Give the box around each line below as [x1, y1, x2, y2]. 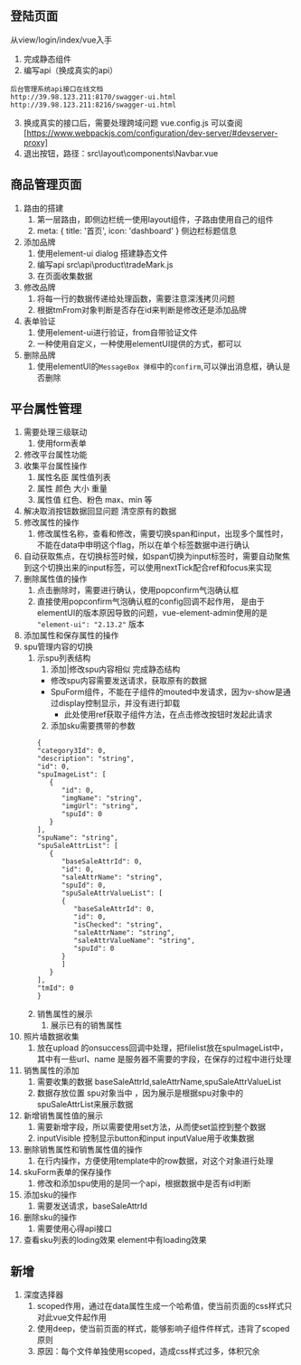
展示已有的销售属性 [50, 1020, 123, 1031]
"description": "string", [36, 754, 135, 764]
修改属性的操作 [23, 517, 80, 528]
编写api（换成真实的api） [23, 64, 118, 75]
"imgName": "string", [61, 794, 143, 803]
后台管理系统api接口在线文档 [10, 84, 104, 93]
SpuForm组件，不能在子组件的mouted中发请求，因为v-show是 [50, 686, 284, 698]
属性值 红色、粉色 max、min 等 [36, 494, 153, 505]
